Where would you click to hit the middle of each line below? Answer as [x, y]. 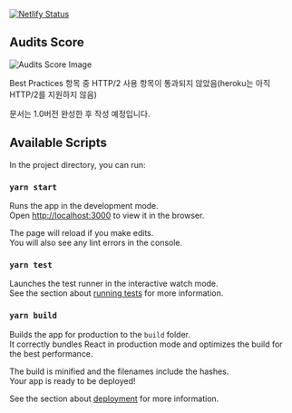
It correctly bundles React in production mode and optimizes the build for [146, 344]
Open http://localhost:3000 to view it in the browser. [107, 215]
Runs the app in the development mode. [84, 205]
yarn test [31, 265]
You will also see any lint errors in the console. [96, 242]
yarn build [33, 316]
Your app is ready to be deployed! [73, 380]
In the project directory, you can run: [78, 164]
